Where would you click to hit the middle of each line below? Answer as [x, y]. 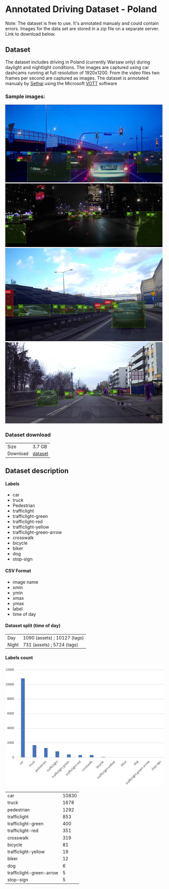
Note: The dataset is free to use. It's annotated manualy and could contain [82, 23]
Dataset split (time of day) [33, 625]
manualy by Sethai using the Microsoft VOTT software [61, 83]
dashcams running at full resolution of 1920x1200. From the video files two [82, 73]
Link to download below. [30, 34]
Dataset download [28, 434]
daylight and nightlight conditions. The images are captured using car [77, 67]
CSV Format [18, 571]
